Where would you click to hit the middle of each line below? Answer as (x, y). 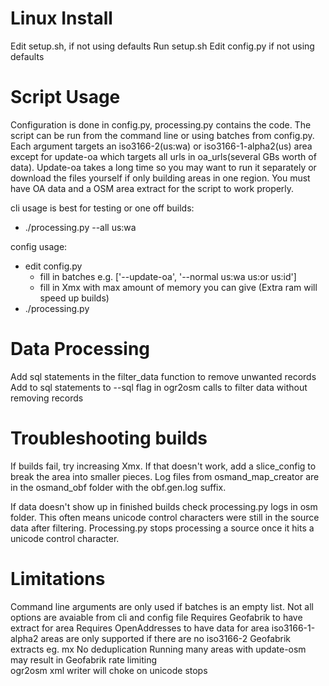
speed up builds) (74, 298)
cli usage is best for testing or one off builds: (102, 208)
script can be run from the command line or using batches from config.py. (162, 135)
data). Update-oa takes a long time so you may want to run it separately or (163, 167)
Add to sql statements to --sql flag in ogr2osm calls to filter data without (159, 387)
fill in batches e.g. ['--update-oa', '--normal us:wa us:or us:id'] (168, 276)
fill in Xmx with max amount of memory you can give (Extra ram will (178, 287)
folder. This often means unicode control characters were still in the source (165, 517)
